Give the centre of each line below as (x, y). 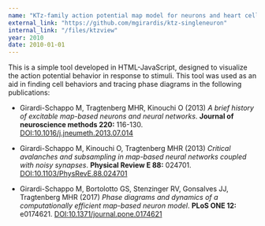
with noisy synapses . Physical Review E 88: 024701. (105, 165)
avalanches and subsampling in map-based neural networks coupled (133, 157)
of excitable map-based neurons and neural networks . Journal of (127, 116)
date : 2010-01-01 (37, 45)
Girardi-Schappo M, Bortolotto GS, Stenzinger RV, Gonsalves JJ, (124, 189)
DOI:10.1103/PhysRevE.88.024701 (73, 174)
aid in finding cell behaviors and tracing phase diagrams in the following (125, 85)
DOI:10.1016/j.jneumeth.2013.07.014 (77, 133)
